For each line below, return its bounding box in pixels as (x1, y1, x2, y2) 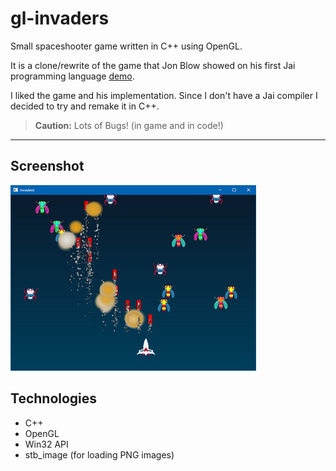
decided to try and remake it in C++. (10, 100, 160, 112)
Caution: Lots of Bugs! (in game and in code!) (34, 119, 224, 131)
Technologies (10, 390, 98, 407)
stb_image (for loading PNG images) (24, 448, 175, 461)
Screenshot (10, 158, 85, 175)
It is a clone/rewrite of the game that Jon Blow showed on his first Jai (10, 59, 296, 71)
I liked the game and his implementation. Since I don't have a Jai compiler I (10, 89, 318, 101)
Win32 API (24, 438, 69, 450)
